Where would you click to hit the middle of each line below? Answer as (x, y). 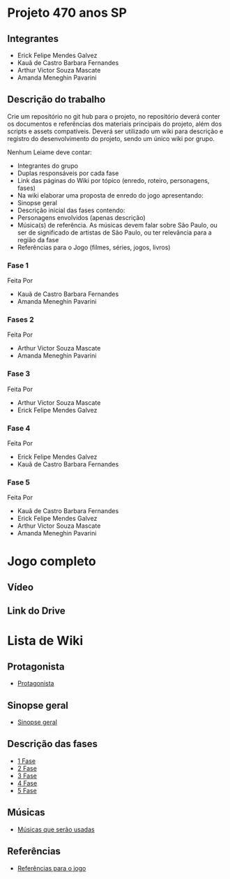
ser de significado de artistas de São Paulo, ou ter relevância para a (115, 232)
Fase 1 (18, 265)
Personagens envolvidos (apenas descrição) (82, 217)
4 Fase (27, 783)
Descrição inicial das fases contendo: (71, 210)
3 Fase (27, 776)
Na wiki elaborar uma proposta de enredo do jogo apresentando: (110, 195)
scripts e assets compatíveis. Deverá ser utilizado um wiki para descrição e (115, 131)
